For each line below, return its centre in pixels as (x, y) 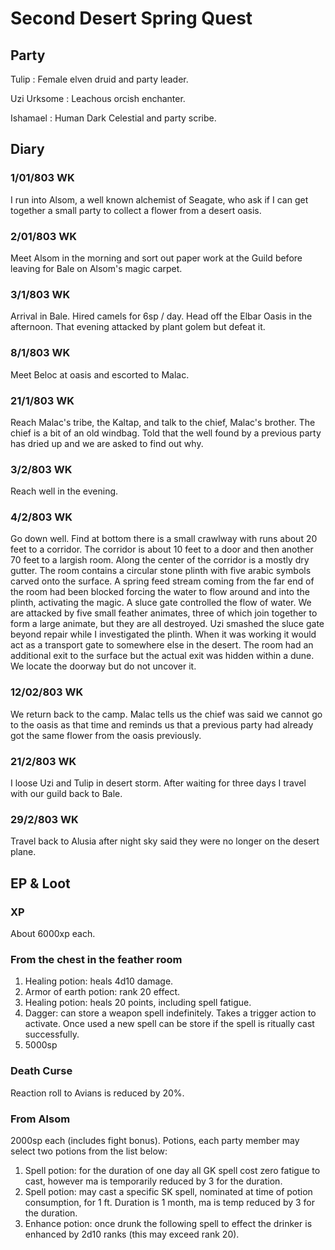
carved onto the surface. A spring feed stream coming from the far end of (162, 581)
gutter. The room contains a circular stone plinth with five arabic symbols (161, 571)
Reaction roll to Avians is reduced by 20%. (97, 1093)
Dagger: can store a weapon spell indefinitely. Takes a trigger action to (170, 1013)
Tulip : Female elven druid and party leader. (99, 79)
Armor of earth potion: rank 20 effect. (102, 992)
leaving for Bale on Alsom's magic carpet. (96, 268)
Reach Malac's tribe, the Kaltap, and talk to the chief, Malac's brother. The (163, 422)
